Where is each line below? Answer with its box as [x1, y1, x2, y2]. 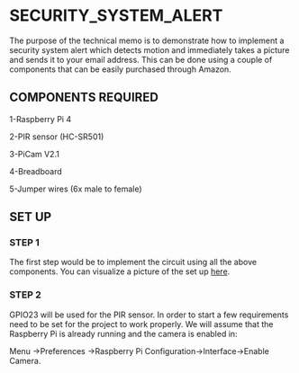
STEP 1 [9, 236, 40, 249]
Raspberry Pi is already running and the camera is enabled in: [9, 328, 238, 339]
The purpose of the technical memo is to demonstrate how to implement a [9, 35, 285, 46]
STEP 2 [9, 289, 42, 301]
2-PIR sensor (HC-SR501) [9, 131, 104, 142]
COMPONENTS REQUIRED [9, 90, 159, 105]
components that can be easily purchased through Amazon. [9, 64, 231, 75]
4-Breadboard [9, 165, 62, 176]
